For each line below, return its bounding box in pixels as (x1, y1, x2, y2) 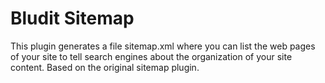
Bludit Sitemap (10, 7, 135, 30)
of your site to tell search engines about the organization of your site (10, 50, 293, 62)
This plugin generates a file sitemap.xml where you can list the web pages (10, 40, 316, 52)
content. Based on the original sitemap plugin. (10, 61, 200, 73)
